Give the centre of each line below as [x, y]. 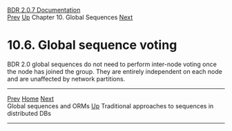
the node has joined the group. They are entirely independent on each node [115, 71]
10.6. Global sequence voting [92, 45]
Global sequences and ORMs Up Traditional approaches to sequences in [110, 105]
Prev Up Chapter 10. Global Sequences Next [70, 17]
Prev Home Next [30, 99]
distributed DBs [29, 113]
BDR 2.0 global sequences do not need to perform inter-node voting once [112, 64]
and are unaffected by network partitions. [66, 79]
